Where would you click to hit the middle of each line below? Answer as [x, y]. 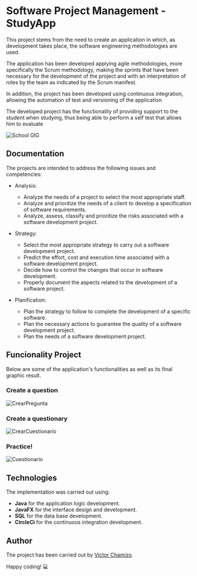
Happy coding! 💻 [27, 567]
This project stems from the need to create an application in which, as [91, 39]
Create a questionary [37, 418]
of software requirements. [55, 209]
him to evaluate [25, 124]
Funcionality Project [44, 355]
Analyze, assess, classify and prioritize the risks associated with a [103, 215]
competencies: [24, 174]
